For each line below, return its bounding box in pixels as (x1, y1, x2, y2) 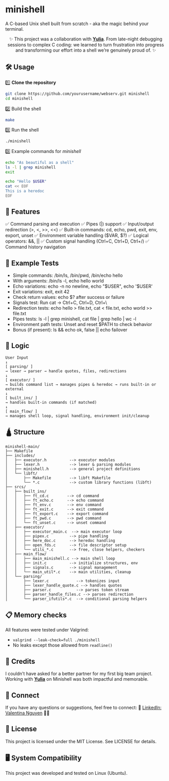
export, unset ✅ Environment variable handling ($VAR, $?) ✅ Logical (5, 232, 149, 238)
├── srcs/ (5, 484, 27, 489)
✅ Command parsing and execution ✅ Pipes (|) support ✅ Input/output (5, 221, 154, 227)
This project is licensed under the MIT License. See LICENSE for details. (5, 738, 157, 744)
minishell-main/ (5, 444, 40, 449)
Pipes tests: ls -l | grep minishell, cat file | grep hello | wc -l (12, 316, 136, 322)
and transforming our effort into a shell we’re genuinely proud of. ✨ (15, 47, 157, 53)
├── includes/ (5, 453, 36, 458)
